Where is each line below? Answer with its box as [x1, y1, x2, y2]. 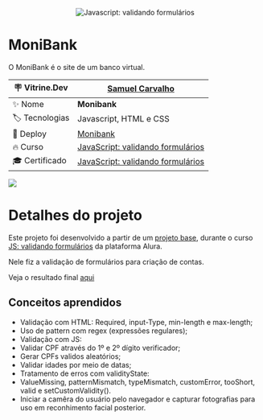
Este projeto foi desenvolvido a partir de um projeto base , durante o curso [8, 233, 253, 242]
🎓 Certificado [12, 154, 67, 166]
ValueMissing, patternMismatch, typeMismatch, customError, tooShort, [19, 377, 256, 386]
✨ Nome [12, 98, 44, 109]
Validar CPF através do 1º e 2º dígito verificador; [19, 343, 181, 352]
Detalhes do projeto [8, 206, 142, 224]
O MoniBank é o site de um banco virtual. [8, 62, 146, 72]
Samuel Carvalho [107, 83, 175, 94]
